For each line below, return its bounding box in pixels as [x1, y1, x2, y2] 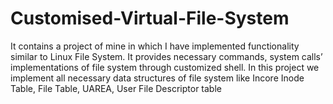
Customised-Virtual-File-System [10, 7, 290, 30]
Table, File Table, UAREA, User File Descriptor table [10, 82, 222, 94]
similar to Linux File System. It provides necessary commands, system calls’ [10, 50, 323, 62]
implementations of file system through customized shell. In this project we [10, 61, 320, 73]
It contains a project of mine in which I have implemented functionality [10, 40, 300, 52]
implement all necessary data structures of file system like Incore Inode [10, 72, 305, 84]
